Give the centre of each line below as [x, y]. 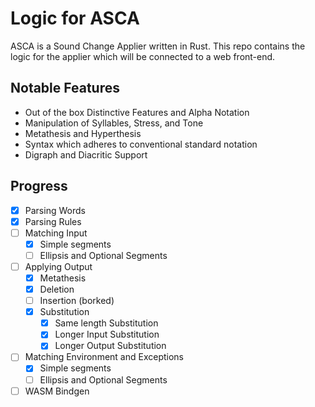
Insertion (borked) [77, 301]
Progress [39, 186]
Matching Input [56, 233]
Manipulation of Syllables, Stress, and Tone [114, 123]
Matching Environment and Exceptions [104, 357]
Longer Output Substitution [110, 346]
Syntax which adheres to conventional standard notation [141, 144]
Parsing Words [55, 210]
